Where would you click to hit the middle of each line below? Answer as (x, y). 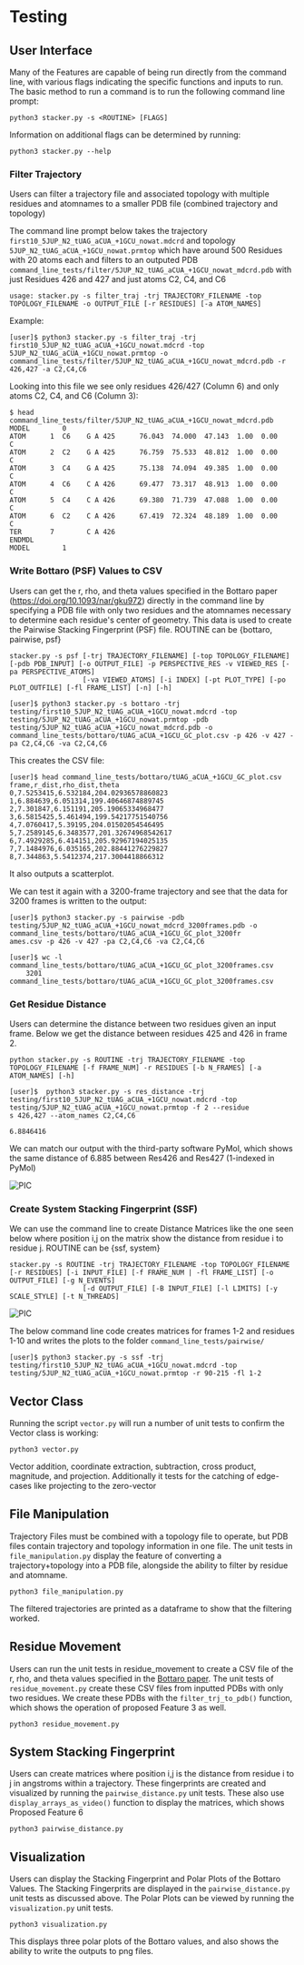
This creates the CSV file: (57, 760)
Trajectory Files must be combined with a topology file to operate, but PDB (149, 1536)
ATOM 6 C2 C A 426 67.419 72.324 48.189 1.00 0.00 (144, 516)
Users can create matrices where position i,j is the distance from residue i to (152, 1774)
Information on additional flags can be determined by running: (125, 135)
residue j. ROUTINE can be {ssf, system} (85, 1248)
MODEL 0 (38, 429)
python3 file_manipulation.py (67, 1591)
